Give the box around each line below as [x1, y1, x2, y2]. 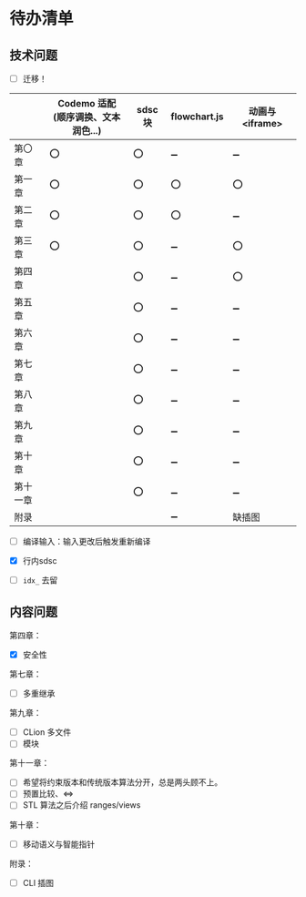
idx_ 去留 [22, 575, 58, 586]
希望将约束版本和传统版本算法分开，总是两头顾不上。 [22, 777, 223, 788]
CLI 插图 [22, 877, 55, 888]
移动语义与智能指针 [22, 839, 96, 850]
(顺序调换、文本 [53, 111, 121, 124]
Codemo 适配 [57, 97, 117, 110]
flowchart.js [170, 110, 224, 123]
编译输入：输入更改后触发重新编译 [22, 536, 151, 547]
